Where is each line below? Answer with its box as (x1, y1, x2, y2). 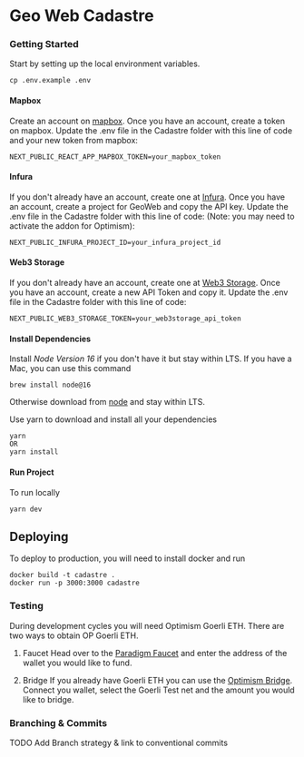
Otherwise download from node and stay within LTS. (9, 397, 206, 408)
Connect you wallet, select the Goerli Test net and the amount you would (22, 684, 295, 695)
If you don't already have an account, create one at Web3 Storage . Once (9, 278, 281, 289)
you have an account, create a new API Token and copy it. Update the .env (9, 287, 289, 298)
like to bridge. (22, 693, 74, 704)
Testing (9, 600, 44, 613)
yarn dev (9, 505, 43, 514)
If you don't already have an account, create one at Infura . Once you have (9, 192, 286, 202)
